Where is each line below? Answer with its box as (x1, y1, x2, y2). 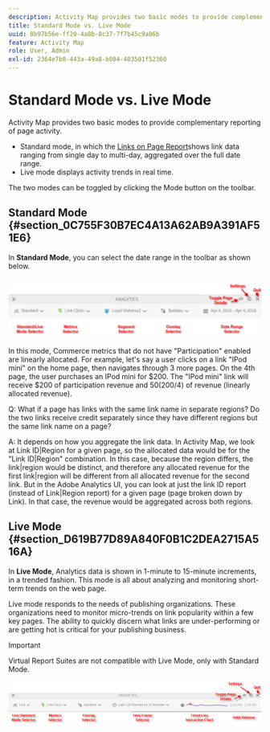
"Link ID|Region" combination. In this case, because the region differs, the (8, 454, 254, 464)
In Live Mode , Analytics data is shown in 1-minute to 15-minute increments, (8, 566, 257, 576)
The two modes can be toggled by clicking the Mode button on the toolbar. (8, 182, 256, 192)
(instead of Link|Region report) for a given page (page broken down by (8, 488, 243, 497)
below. (8, 261, 31, 271)
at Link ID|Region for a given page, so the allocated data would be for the (8, 445, 251, 455)
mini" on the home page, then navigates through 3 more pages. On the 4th (8, 362, 256, 373)
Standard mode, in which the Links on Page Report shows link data (19, 141, 239, 151)
